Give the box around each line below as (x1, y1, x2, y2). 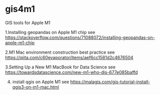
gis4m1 (5, 3, 36, 15)
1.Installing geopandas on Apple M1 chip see (5, 29, 95, 35)
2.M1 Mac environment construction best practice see (5, 49, 115, 55)
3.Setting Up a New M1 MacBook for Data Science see (5, 64, 116, 70)
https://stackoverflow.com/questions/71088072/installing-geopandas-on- (5, 34, 155, 40)
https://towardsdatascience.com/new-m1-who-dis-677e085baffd (5, 69, 138, 75)
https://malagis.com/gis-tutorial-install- (70, 79, 151, 85)
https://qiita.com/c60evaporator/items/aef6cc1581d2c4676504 (5, 54, 133, 60)
